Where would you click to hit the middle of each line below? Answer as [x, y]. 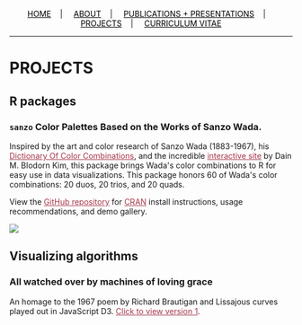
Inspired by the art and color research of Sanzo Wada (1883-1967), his [139, 146]
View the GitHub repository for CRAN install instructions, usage [126, 201]
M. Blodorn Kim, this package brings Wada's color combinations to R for [143, 165]
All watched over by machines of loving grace [111, 282]
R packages [43, 101]
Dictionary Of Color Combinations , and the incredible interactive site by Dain [151, 155]
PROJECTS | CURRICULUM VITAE [151, 23]
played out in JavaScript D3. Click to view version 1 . [105, 311]
